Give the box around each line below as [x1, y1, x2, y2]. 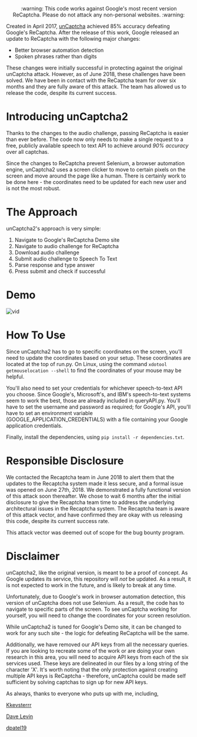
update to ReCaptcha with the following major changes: [6, 35, 141, 42]
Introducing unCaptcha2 [6, 110, 128, 123]
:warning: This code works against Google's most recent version [20, 5, 178, 12]
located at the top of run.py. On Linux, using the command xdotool [6, 360, 168, 367]
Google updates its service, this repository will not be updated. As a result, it [6, 575, 191, 583]
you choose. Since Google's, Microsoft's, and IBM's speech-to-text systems [6, 390, 191, 397]
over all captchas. [6, 148, 49, 155]
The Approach [6, 206, 78, 219]
